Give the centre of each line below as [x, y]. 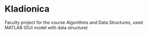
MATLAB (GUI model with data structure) [46, 27]
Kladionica [27, 9]
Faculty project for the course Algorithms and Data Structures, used [74, 22]
